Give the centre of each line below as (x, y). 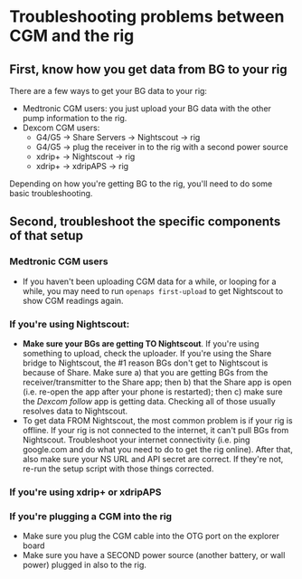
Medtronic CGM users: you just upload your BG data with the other (146, 109)
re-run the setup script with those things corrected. (118, 469)
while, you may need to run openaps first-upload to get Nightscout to (152, 290)
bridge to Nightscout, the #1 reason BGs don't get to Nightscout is (145, 363)
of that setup (47, 236)
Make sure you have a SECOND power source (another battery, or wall (154, 555)
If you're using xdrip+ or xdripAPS (85, 492)
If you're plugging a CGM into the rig (91, 516)
